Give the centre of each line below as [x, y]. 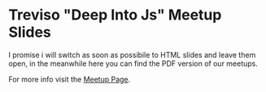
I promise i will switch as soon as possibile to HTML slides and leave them [132, 55]
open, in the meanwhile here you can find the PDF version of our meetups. [133, 64]
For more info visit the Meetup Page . [70, 79]
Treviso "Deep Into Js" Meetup [115, 15]
